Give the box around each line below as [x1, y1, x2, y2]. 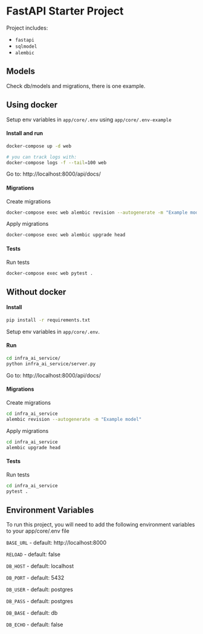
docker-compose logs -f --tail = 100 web [6, 159, 107, 165]
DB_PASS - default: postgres [6, 598, 74, 605]
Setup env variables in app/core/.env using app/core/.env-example [6, 116, 172, 123]
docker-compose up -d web [6, 143, 71, 149]
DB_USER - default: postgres [6, 586, 74, 593]
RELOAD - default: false [6, 551, 61, 558]
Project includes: [6, 24, 48, 31]
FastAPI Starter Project [6, 4, 124, 18]
